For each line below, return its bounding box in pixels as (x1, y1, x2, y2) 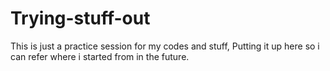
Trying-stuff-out (10, 7, 151, 30)
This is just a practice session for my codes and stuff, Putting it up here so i (10, 40, 320, 52)
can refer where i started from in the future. (10, 50, 190, 62)
